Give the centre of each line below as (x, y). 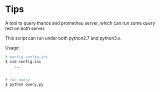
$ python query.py (24, 84)
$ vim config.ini (23, 61)
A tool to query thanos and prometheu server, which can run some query (80, 23)
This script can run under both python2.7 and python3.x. (63, 38)
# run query (17, 80)
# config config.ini (27, 57)
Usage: (12, 47)
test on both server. (25, 28)
